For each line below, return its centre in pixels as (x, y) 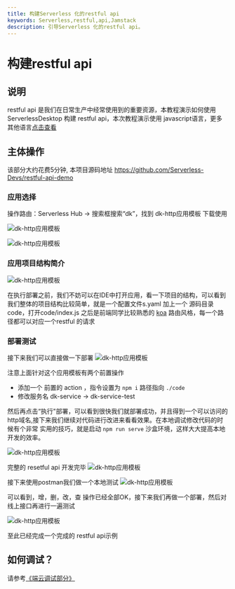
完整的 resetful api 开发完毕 (47, 468)
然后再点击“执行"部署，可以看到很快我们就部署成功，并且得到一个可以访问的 (117, 412)
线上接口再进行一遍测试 (41, 506)
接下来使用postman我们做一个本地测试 (63, 482)
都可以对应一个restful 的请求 (54, 321)
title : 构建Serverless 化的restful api (63, 14)
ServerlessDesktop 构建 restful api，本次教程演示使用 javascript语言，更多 (115, 119)
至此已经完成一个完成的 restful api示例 (62, 536)
